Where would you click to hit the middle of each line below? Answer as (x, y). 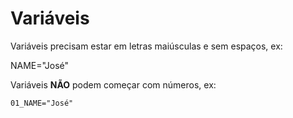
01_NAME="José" (42, 103)
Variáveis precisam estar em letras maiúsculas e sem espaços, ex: (146, 46)
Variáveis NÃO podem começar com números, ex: (113, 84)
